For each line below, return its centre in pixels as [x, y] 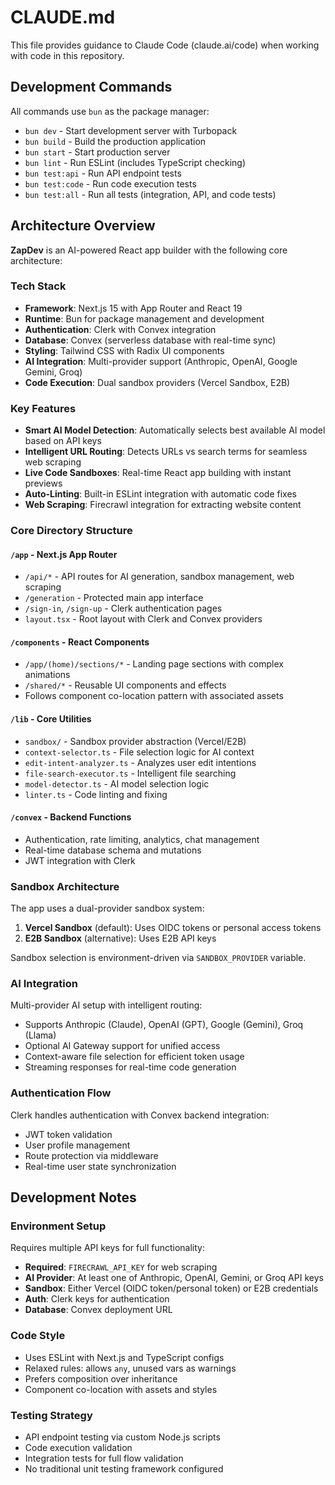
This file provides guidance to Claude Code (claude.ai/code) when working [165, 45]
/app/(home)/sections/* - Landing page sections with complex [154, 664]
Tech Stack [38, 286]
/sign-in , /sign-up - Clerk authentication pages [123, 608]
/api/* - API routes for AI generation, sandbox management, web [159, 577]
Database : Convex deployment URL [98, 1310]
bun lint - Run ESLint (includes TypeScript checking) [135, 162]
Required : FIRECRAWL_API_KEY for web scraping [121, 1267]
